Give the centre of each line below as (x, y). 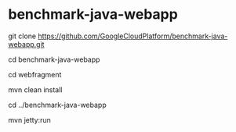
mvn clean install (35, 89)
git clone (22, 36)
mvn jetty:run (29, 120)
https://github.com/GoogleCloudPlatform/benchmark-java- (133, 36)
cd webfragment (35, 74)
